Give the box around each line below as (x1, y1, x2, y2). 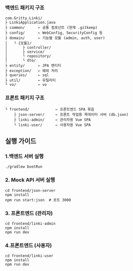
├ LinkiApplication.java (5, 20, 56, 25)
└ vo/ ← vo (5, 82, 47, 87)
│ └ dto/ (5, 58, 36, 63)
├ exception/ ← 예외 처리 (5, 69, 58, 74)
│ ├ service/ (5, 49, 45, 54)
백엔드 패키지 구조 (5, 4, 45, 11)
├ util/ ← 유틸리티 (5, 78, 56, 83)
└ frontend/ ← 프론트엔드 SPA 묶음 (5, 107, 94, 112)
